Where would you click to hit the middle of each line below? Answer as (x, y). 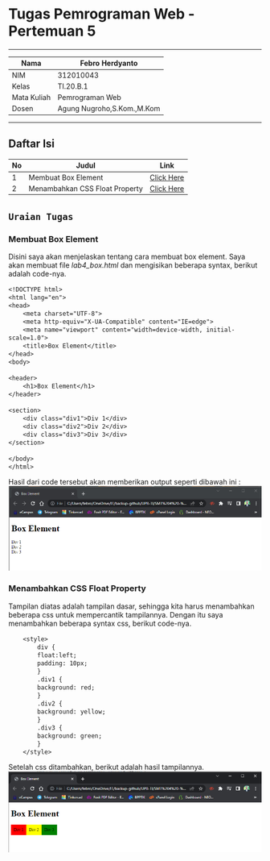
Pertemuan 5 (52, 31)
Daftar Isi (31, 144)
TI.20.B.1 (73, 86)
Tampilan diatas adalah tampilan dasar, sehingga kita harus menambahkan (131, 606)
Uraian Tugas (41, 216)
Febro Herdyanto (109, 63)
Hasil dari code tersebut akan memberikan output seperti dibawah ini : (125, 481)
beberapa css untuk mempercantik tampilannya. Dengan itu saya (116, 614)
